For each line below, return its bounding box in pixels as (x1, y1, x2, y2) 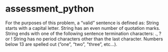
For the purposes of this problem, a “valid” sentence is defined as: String (5, 20, 159, 26)
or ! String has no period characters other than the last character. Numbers (5, 36, 163, 42)
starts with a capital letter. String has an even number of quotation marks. (5, 25, 160, 31)
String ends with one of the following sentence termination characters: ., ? (5, 30, 162, 36)
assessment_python (5, 3, 94, 15)
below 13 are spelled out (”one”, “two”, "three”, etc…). (5, 41, 118, 47)
